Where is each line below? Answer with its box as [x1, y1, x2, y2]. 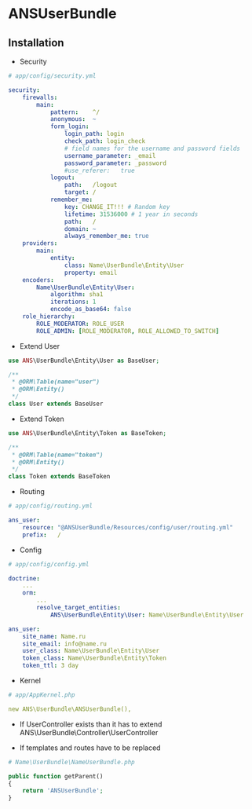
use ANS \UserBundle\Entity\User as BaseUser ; [8, 357, 159, 364]
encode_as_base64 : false [49, 306, 132, 313]
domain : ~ [64, 225, 97, 232]
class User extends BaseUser [8, 400, 104, 408]
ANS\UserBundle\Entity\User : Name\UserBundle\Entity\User [49, 610, 244, 619]
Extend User [19, 341, 60, 350]
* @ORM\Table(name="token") [11, 451, 104, 459]
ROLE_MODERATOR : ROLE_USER [36, 320, 125, 328]
